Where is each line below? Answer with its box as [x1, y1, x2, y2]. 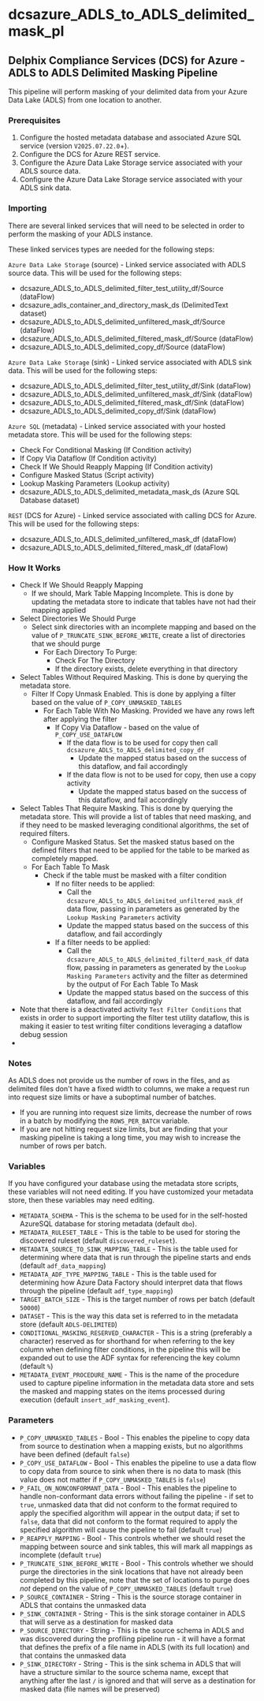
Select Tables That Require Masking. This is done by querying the [19, 803, 233, 813]
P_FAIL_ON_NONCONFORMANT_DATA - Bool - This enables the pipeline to [19, 1483, 237, 1492]
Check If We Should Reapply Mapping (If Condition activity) [19, 461, 214, 471]
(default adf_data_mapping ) [19, 1261, 106, 1270]
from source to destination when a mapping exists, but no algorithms [19, 1441, 244, 1450]
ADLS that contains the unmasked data [19, 1600, 147, 1610]
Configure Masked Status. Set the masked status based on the [31, 837, 235, 846]
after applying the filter [43, 714, 118, 723]
